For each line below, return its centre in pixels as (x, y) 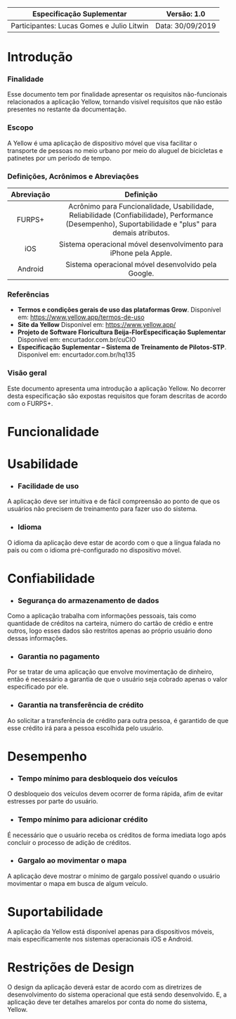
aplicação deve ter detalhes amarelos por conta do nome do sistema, (107, 1002)
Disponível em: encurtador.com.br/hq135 (76, 354)
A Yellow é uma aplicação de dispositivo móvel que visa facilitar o (103, 143)
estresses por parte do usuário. (53, 801)
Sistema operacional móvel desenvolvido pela (141, 265)
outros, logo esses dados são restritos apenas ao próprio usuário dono (110, 631)
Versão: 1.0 (186, 14)
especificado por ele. (38, 687)
